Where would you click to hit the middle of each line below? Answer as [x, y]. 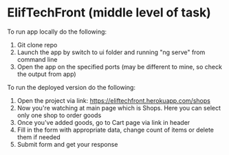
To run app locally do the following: [57, 32]
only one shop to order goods [59, 115]
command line [37, 59]
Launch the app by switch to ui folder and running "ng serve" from [111, 52]
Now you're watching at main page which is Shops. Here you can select [119, 108]
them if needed [39, 137]
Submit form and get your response [67, 144]
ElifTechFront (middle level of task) [109, 13]
